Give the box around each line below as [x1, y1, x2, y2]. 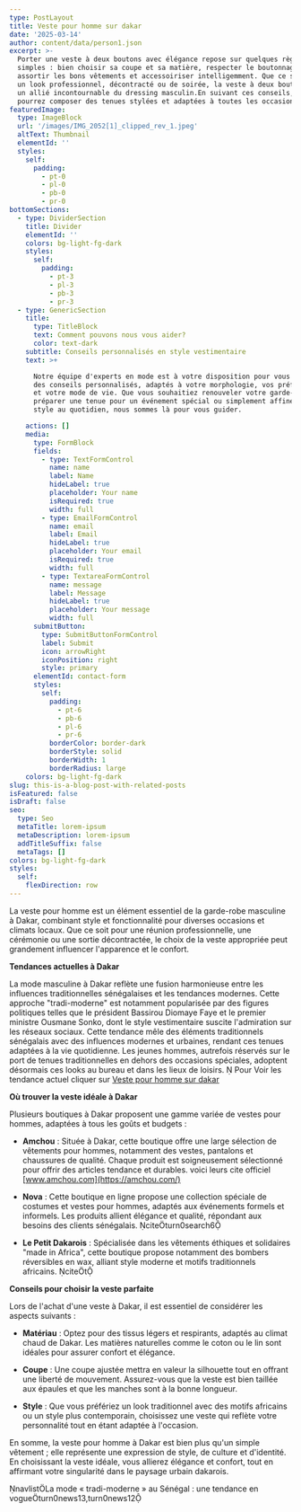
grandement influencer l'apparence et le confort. [9, 943, 190, 954]
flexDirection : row [25, 881, 99, 890]
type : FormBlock [32, 438, 94, 447]
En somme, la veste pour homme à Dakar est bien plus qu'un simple [9, 1437, 260, 1447]
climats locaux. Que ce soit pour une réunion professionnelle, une [9, 924, 252, 935]
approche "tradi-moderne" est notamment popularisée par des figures [9, 997, 270, 1008]
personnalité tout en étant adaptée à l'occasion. [21, 1419, 199, 1430]
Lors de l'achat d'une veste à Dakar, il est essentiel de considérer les [9, 1300, 263, 1312]
